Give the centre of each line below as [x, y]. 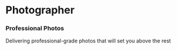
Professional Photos [35, 28]
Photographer [40, 10]
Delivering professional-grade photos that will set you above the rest [88, 41]
